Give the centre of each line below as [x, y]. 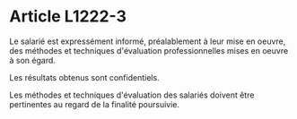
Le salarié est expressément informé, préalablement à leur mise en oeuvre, [148, 41]
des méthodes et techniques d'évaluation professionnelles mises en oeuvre [149, 50]
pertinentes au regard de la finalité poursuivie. [95, 104]
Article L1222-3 [68, 17]
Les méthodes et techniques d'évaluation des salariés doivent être [132, 95]
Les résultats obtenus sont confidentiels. [84, 77]
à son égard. [33, 60]
